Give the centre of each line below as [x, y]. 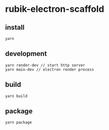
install [15, 27]
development [26, 54]
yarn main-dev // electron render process [50, 69]
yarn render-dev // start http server [45, 65]
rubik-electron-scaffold [55, 9]
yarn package [19, 123]
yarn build [16, 96]
